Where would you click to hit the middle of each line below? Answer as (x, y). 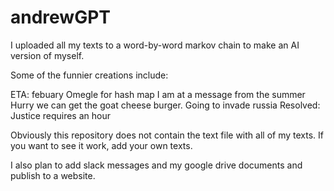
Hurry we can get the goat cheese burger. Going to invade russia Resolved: (165, 105)
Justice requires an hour (60, 115)
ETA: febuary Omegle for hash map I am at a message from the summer (158, 94)
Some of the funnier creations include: (89, 75)
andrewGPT (61, 17)
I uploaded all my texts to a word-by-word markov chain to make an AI (155, 45)
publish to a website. (53, 175)
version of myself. (47, 55)
